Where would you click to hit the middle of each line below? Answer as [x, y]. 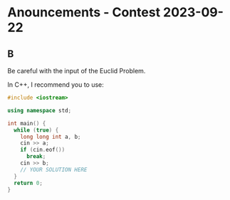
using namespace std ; [40, 110]
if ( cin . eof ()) [43, 150]
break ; [36, 157]
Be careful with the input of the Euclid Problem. [77, 71]
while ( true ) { [36, 130]
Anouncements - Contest [84, 12]
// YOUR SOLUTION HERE [54, 169]
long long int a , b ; [51, 137]
